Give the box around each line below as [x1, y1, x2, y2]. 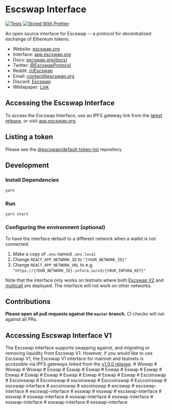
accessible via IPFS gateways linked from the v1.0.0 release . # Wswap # [5, 361, 157, 367]
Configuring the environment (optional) [5, 224, 105, 231]
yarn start [5, 211, 29, 217]
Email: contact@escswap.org [12, 73, 75, 79]
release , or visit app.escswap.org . [5, 118, 77, 124]
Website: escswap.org [12, 46, 60, 52]
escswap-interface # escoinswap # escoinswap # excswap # [5, 383, 135, 389]
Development [5, 161, 50, 169]
